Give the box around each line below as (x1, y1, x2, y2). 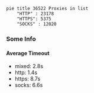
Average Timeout (6, 49, 50, 56)
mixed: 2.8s (14, 63, 43, 70)
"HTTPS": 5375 (17, 16, 51, 22)
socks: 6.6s (14, 82, 43, 89)
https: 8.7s (14, 75, 41, 82)
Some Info (6, 34, 37, 43)
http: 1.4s (14, 69, 37, 76)
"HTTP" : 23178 (17, 11, 54, 17)
